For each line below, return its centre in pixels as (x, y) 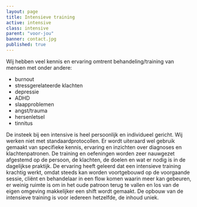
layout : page (22, 12)
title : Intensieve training (41, 17)
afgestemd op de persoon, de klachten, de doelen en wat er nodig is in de (96, 160)
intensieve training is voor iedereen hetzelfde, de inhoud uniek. (83, 197)
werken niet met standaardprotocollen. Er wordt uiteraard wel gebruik (91, 141)
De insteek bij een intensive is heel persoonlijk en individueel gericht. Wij (94, 134)
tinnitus (24, 123)
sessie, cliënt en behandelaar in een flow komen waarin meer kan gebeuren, (99, 179)
